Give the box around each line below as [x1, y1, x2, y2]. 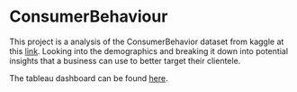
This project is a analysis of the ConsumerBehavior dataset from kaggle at [9, 36, 284, 47]
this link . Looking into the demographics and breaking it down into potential [9, 45, 289, 56]
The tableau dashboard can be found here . [9, 72, 168, 83]
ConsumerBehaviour [9, 6, 168, 27]
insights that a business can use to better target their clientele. [9, 55, 241, 66]
